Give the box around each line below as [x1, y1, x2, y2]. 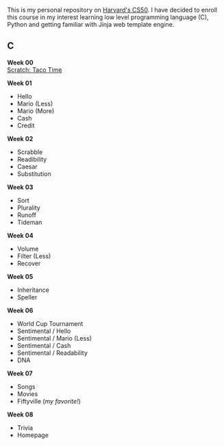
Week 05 [7, 272, 34, 280]
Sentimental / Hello [16, 327, 71, 335]
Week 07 [7, 369, 33, 377]
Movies [16, 390, 38, 398]
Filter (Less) [16, 251, 51, 260]
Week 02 [7, 134, 34, 143]
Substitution [16, 169, 51, 177]
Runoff [16, 210, 36, 219]
